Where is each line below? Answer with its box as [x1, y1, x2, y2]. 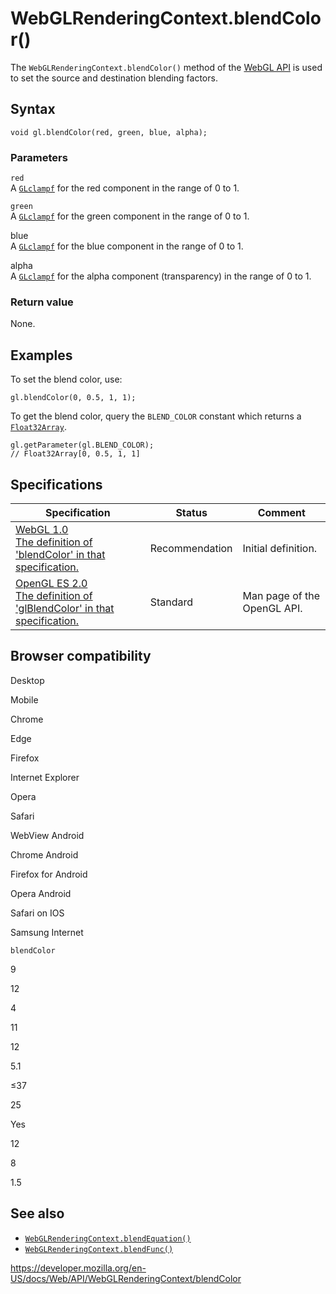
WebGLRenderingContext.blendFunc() [24, 1244, 174, 1254]
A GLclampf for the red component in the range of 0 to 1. [10, 182, 240, 194]
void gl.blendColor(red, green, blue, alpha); [10, 127, 208, 137]
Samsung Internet [10, 926, 84, 938]
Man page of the [242, 588, 320, 602]
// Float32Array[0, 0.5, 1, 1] [10, 449, 141, 459]
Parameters [10, 150, 68, 164]
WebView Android [10, 829, 85, 841]
